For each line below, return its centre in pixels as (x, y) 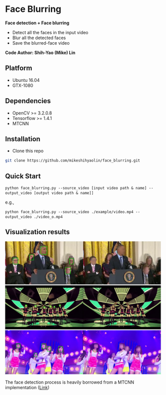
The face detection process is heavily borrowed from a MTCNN (70, 382)
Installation (23, 139)
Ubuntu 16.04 (26, 80)
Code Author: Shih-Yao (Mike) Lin (40, 53)
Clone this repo (28, 151)
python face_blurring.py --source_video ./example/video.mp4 (69, 212)
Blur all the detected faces (39, 38)
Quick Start (23, 176)
